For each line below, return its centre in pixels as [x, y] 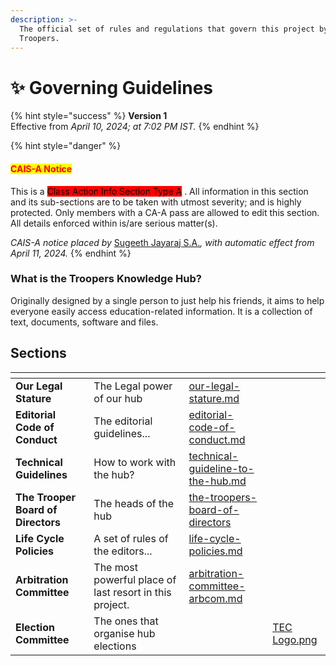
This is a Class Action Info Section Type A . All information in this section [159, 191]
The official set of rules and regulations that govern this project [167, 29]
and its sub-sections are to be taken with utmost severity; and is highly [156, 202]
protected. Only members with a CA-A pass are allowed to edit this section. [165, 212]
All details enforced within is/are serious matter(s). [114, 223]
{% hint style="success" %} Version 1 [89, 116]
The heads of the [134, 503]
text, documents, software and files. [84, 322]
